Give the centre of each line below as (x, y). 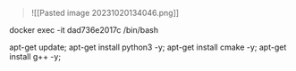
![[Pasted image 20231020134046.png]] (105, 13)
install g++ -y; (35, 56)
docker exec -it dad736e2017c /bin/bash (84, 30)
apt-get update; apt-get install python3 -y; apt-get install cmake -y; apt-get (148, 47)
